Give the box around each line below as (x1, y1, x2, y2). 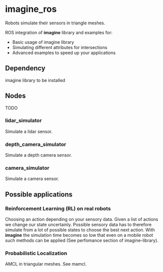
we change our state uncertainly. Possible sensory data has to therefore (5, 222, 152, 228)
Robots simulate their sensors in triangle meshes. (5, 20, 105, 26)
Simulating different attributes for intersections (12, 44, 108, 50)
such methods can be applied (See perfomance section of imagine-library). (5, 237, 159, 244)
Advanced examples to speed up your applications (12, 50, 116, 56)
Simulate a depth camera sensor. (5, 152, 73, 158)
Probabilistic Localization (5, 250, 68, 257)
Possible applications (5, 190, 73, 199)
